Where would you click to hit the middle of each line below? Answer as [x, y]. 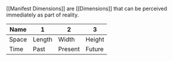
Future [95, 49]
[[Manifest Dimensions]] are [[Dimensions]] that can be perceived [87, 9]
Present [69, 49]
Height [95, 39]
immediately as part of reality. [43, 15]
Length [43, 39]
